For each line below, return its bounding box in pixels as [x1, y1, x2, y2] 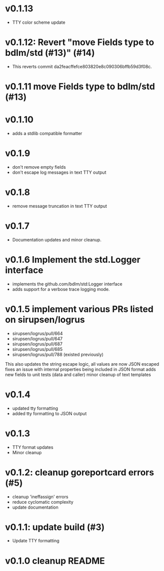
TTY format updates [12, 444, 54, 450]
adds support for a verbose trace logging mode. [12, 286, 110, 292]
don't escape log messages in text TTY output [12, 169, 107, 175]
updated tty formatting [12, 405, 58, 411]
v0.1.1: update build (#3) [5, 522, 105, 532]
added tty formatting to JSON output [12, 410, 87, 416]
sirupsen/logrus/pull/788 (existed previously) [12, 351, 104, 357]
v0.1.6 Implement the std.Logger [5, 254, 141, 265]
